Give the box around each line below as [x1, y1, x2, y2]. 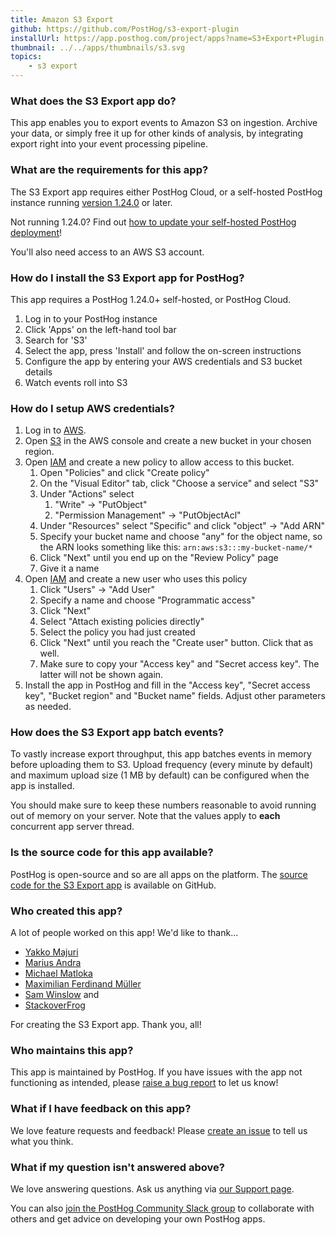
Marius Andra [24, 957, 82, 969]
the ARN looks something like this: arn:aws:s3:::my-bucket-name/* [39, 541, 313, 553]
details [24, 366, 53, 378]
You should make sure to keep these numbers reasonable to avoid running [10, 799, 317, 811]
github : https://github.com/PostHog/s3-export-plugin [10, 24, 240, 34]
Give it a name [39, 562, 100, 575]
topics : [10, 52, 43, 62]
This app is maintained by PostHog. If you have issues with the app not [10, 1066, 303, 1078]
